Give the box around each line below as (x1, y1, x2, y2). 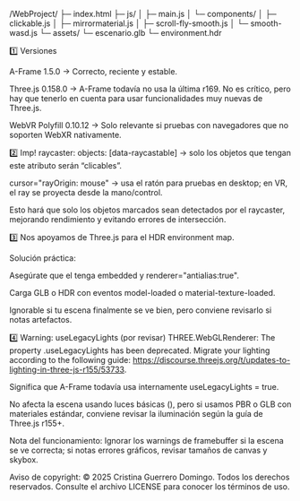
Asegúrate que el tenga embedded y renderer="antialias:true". (9, 270, 240, 281)
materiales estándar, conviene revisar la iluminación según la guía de (9, 409, 263, 419)
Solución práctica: (9, 253, 76, 263)
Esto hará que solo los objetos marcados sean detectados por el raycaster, (9, 204, 286, 215)
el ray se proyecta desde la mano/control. (9, 187, 163, 197)
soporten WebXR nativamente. (9, 130, 123, 140)
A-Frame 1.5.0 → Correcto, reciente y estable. (9, 66, 177, 76)
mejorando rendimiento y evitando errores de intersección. (9, 214, 227, 224)
